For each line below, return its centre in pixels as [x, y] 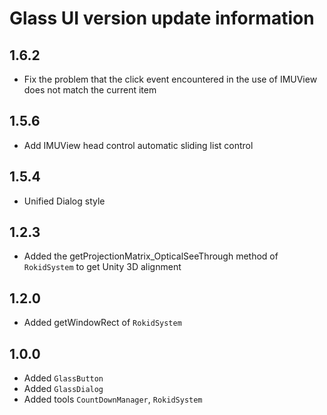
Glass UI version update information [162, 18]
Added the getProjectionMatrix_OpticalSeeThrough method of [151, 256]
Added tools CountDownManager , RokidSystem [113, 399]
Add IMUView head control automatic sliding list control [138, 145]
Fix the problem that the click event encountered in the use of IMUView [170, 79]
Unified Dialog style [64, 201]
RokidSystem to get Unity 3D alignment [102, 267]
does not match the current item [90, 90]
